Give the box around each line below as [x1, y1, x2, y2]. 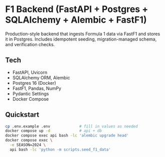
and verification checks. [5, 41, 55, 47]
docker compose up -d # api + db [5, 128, 102, 133]
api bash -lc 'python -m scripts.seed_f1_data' [10, 147, 111, 152]
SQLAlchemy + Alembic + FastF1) [5, 14, 147, 26]
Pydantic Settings [12, 90, 49, 96]
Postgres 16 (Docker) [12, 80, 56, 86]
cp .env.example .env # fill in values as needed [5, 124, 138, 129]
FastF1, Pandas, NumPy [12, 85, 62, 91]
